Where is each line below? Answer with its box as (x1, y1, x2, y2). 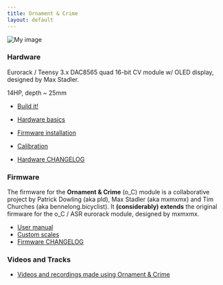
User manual (16, 223, 54, 231)
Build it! (16, 102, 39, 110)
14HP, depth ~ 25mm (7, 89, 67, 97)
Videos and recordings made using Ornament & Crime (16, 271, 170, 279)
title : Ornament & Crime (7, 10, 78, 17)
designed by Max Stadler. (7, 75, 80, 83)
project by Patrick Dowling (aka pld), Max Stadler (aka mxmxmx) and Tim (7, 195, 214, 203)
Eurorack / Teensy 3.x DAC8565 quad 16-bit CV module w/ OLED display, (7, 68, 214, 76)
